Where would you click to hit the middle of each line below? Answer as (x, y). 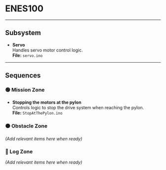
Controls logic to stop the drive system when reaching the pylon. (78, 108)
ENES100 (24, 9)
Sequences (23, 75)
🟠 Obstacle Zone (26, 126)
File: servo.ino (27, 55)
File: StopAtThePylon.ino (37, 113)
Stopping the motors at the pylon (47, 102)
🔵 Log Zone (19, 151)
